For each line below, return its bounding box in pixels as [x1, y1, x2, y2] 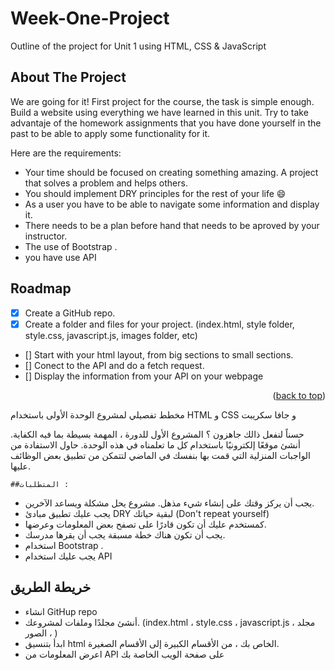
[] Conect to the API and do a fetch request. [24, 359, 205, 371]
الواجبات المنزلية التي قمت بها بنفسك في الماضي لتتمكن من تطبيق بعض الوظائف [10, 449, 312, 461]
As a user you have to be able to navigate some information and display [24, 198, 320, 210]
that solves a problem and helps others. [24, 177, 188, 189]
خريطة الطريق [10, 579, 92, 596]
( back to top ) [272, 389, 326, 401]
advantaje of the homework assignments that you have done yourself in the [10, 117, 322, 129]
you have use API [24, 251, 97, 263]
